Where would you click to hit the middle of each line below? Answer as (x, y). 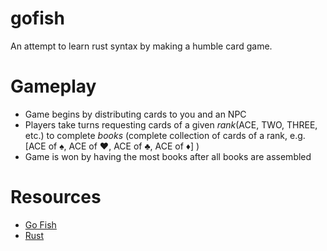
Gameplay (53, 86)
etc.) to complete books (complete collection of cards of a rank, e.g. (165, 135)
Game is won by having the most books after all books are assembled (168, 156)
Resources (56, 197)
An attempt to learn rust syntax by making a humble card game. (141, 46)
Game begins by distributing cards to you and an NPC (135, 114)
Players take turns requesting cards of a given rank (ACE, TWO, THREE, (171, 124)
